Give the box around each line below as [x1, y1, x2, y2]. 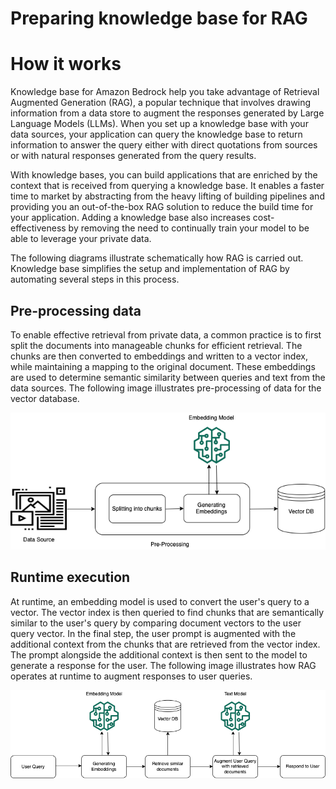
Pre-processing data [10, 302, 142, 319]
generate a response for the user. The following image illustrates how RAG [10, 659, 317, 671]
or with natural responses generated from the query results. [10, 150, 257, 162]
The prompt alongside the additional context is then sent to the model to [10, 648, 308, 661]
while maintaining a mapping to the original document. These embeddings [10, 360, 316, 372]
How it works [10, 53, 122, 76]
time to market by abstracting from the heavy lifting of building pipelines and [10, 190, 325, 202]
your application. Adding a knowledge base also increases [10, 212, 251, 224]
